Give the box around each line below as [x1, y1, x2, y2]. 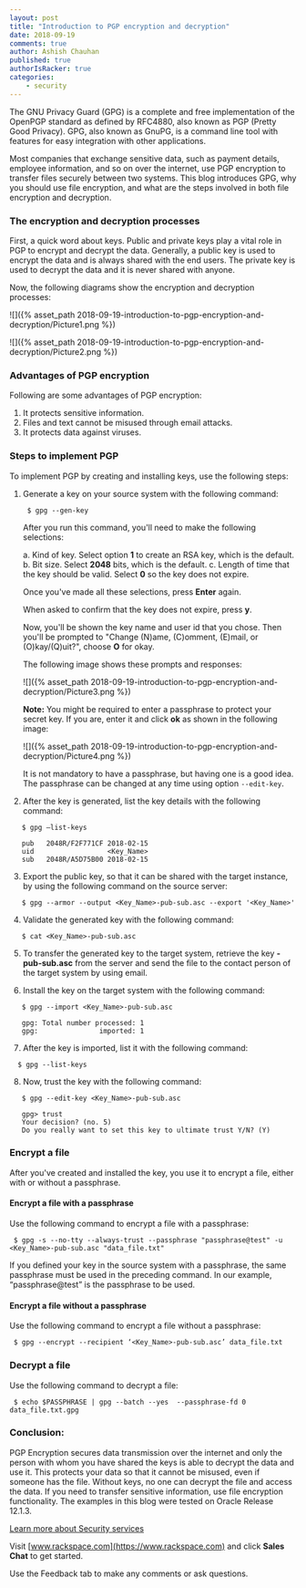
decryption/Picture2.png [9, 346, 102, 357]
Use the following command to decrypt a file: [9, 1379, 179, 1391]
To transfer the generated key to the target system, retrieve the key [22, 948, 275, 959]
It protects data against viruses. [22, 427, 142, 438]
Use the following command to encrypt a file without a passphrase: [9, 1320, 261, 1332]
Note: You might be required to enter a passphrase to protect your [22, 703, 271, 714]
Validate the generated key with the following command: [22, 914, 234, 925]
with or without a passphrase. [9, 1177, 121, 1188]
